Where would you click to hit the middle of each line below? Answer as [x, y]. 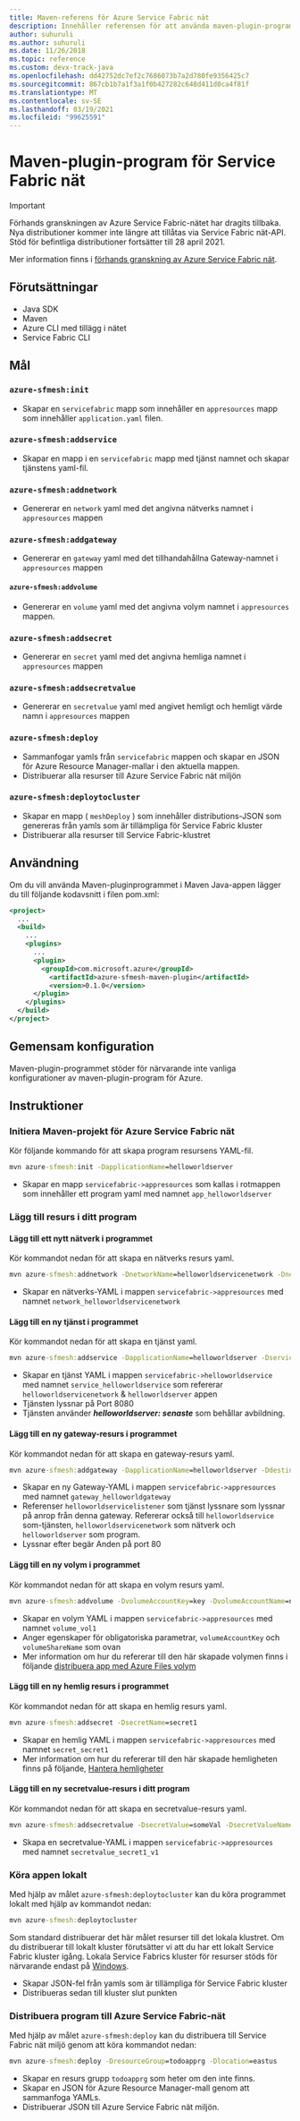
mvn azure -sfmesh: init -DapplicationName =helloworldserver [121, 1167]
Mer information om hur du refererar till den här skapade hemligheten [150, 1758]
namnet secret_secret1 [65, 1749]
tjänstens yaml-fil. [55, 467]
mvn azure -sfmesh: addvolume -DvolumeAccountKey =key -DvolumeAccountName [147, 1601]
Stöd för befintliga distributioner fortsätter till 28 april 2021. [117, 242]
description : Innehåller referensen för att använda [109, 26]
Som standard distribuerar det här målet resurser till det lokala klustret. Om [147, 1937]
